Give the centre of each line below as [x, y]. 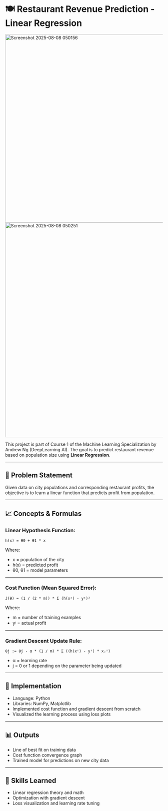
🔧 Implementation [33, 686]
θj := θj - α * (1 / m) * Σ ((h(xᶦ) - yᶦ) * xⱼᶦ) [58, 651]
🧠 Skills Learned [31, 781]
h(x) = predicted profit [35, 565]
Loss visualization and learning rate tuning [56, 803]
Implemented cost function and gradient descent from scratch [76, 709]
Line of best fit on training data [44, 750]
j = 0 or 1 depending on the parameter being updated [67, 666]
